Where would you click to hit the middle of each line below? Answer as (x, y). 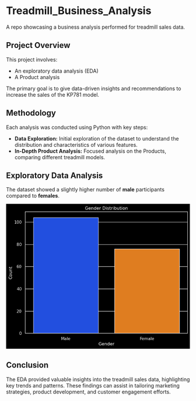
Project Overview (38, 45)
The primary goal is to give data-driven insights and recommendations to (94, 88)
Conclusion (27, 365)
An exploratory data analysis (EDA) (56, 71)
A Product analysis (37, 77)
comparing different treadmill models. (60, 157)
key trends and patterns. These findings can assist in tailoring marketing (93, 385)
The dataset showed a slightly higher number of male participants (85, 190)
